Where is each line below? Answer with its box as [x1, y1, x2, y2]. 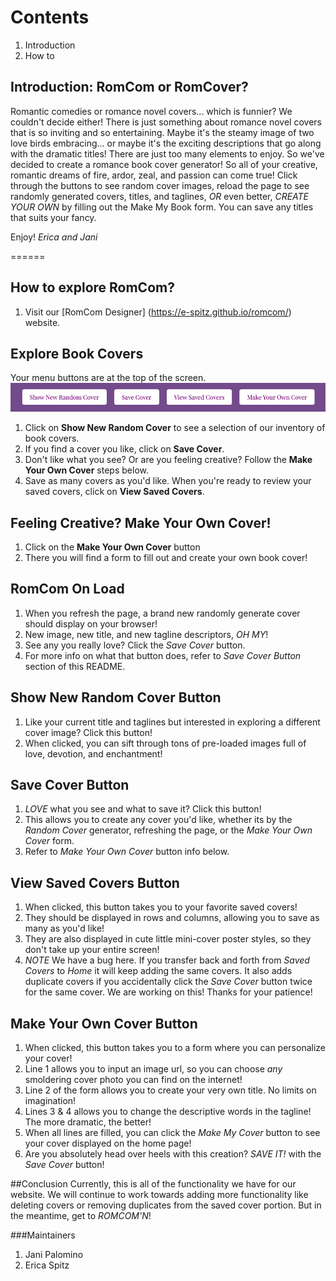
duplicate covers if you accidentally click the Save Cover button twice [24, 976, 313, 988]
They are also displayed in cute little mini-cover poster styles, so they [24, 933, 312, 945]
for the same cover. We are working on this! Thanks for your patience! [24, 986, 313, 998]
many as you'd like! [24, 922, 105, 935]
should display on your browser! [24, 617, 158, 630]
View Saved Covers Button [10, 874, 180, 891]
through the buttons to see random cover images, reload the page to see [10, 179, 310, 191]
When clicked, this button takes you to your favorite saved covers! [24, 901, 298, 913]
